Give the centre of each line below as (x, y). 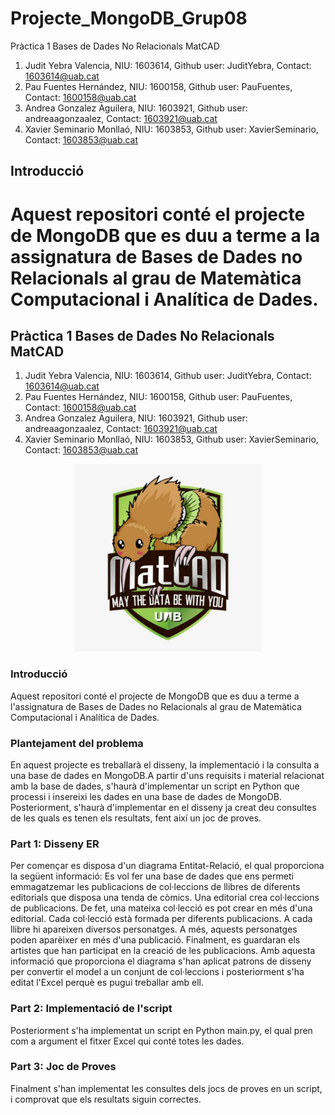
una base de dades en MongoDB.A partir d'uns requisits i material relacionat (167, 775)
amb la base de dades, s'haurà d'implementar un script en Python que (155, 786)
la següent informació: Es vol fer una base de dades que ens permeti (152, 876)
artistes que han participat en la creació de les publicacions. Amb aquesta (163, 951)
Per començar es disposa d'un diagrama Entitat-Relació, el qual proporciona (167, 866)
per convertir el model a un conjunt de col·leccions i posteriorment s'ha (157, 972)
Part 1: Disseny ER (55, 844)
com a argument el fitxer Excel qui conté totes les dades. (127, 1041)
